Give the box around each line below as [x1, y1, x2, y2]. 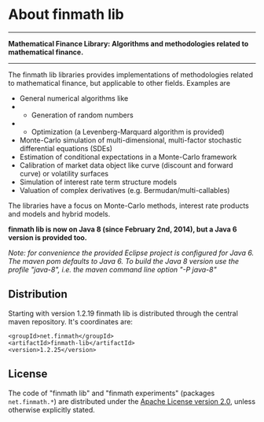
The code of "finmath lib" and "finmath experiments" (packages [8, 388, 215, 398]
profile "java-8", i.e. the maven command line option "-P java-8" [8, 265, 218, 274]
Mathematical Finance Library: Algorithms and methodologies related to [8, 39, 249, 48]
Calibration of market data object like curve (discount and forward [19, 160, 233, 170]
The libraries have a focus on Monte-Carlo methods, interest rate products [8, 201, 249, 210]
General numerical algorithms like [19, 93, 129, 103]
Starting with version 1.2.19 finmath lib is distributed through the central [8, 309, 238, 318]
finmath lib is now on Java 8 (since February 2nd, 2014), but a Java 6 [8, 224, 237, 234]
